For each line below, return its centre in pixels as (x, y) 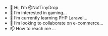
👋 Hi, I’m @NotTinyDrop (34, 8)
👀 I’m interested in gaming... (38, 13)
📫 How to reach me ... (33, 28)
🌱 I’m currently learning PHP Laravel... (49, 18)
